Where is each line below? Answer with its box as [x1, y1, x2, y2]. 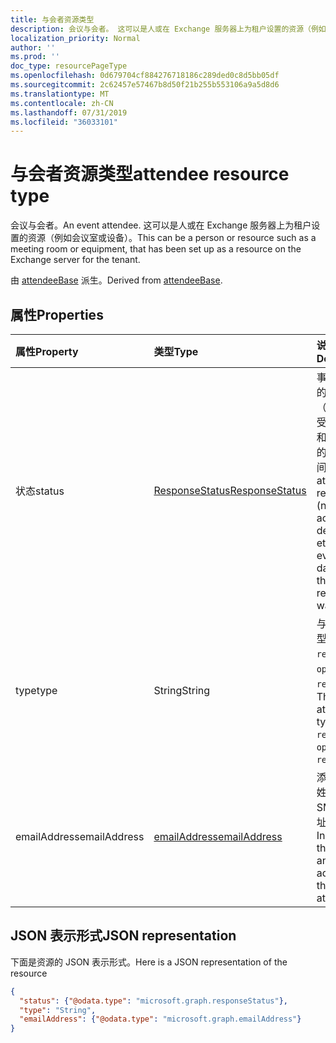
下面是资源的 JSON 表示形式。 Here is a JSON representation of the [10, 956, 288, 968]
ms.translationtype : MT [10, 89, 110, 99]
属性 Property [15, 345, 79, 358]
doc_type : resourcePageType [10, 61, 128, 71]
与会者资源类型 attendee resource [10, 163, 290, 186]
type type [15, 684, 58, 697]
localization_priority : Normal [10, 33, 141, 43]
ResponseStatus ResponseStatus [153, 484, 307, 497]
